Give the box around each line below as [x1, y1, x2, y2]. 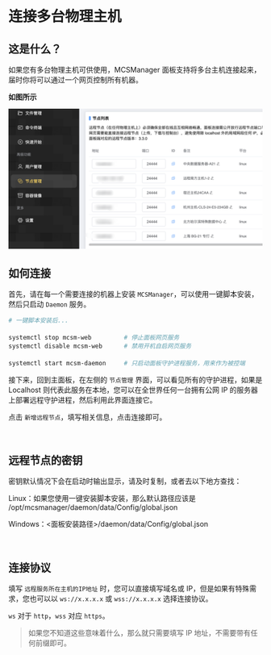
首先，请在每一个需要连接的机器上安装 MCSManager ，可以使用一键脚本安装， [8, 290, 259, 299]
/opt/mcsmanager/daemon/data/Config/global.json [8, 503, 178, 512]
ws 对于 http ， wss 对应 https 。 [8, 611, 110, 621]
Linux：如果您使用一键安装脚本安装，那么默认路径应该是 [8, 494, 196, 503]
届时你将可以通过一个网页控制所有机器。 [8, 75, 143, 85]
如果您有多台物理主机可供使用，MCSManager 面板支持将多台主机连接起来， [8, 65, 261, 74]
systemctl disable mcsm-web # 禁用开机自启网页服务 [8, 342, 192, 351]
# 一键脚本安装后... [8, 316, 69, 325]
